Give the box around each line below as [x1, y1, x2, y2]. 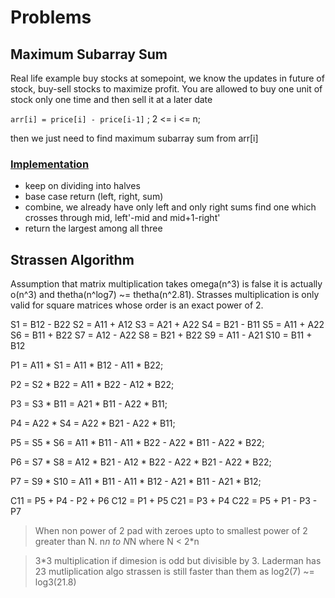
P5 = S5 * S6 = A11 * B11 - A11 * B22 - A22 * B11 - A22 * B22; [10, 437, 265, 449]
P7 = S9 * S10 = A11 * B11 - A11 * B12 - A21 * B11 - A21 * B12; [10, 476, 262, 488]
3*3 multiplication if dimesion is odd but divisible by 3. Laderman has [34, 555, 322, 567]
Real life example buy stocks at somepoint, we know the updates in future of [10, 72, 325, 84]
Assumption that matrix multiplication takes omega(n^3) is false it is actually [10, 278, 323, 290]
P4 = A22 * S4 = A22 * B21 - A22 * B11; [10, 417, 176, 430]
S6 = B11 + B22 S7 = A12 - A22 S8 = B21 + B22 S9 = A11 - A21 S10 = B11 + [10, 329, 313, 341]
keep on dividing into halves [24, 180, 141, 192]
